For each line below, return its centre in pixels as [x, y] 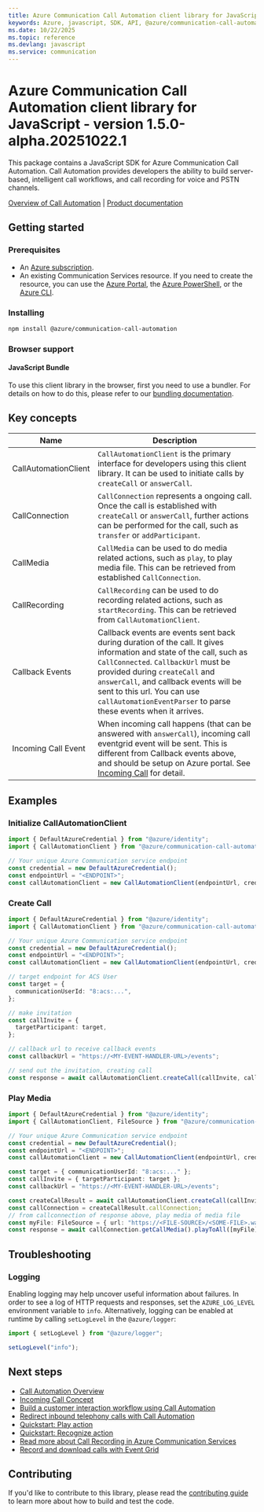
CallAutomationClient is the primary [165, 453]
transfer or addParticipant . [149, 535]
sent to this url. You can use [149, 691]
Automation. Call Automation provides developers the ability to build [118, 171]
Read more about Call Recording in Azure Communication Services [128, 1441]
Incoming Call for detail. [141, 773]
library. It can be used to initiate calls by [171, 473]
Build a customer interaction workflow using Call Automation [117, 1407]
